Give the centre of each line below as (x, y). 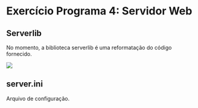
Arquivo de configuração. (38, 98)
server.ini (25, 84)
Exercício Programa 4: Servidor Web (99, 11)
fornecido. (19, 54)
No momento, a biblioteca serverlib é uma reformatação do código (89, 47)
